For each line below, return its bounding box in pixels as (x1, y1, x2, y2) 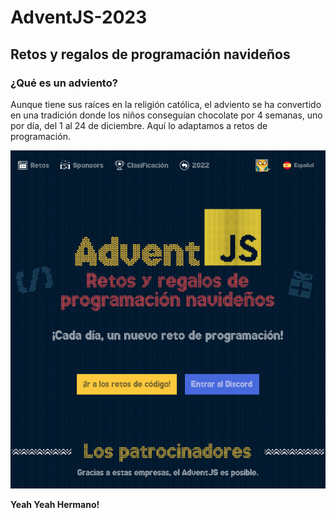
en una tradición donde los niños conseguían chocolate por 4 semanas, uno (10, 109, 323, 121)
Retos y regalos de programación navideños (10, 46, 291, 63)
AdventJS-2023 (10, 6, 148, 29)
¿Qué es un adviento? (10, 76, 118, 90)
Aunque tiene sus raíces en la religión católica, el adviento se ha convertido (10, 98, 322, 110)
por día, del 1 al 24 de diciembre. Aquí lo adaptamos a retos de (10, 119, 268, 131)
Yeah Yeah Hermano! (10, 499, 100, 511)
